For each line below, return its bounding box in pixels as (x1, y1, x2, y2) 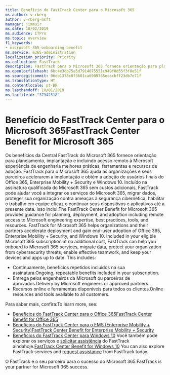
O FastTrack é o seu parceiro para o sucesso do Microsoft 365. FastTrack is (5, 358, 162, 365)
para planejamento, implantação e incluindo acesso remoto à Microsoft (5, 158, 153, 164)
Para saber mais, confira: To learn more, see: (5, 301, 98, 307)
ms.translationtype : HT (5, 78, 56, 83)
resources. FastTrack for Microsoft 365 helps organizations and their (5, 222, 148, 229)
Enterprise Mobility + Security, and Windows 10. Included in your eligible (5, 233, 156, 239)
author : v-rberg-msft (5, 17, 51, 22)
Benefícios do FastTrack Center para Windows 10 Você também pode (12, 332, 158, 339)
